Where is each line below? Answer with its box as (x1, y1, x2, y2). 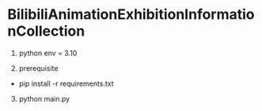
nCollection (7, 22, 85, 40)
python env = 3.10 (18, 48, 78, 57)
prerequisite (18, 63, 59, 72)
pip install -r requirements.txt (18, 79, 114, 88)
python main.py (18, 94, 70, 103)
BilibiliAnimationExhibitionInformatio (7, 6, 255, 24)
